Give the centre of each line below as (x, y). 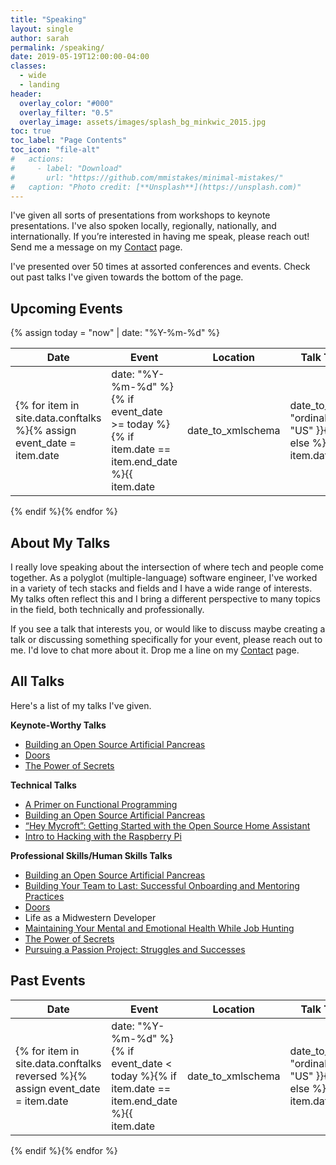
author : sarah (40, 38)
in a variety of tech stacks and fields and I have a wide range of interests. (161, 588)
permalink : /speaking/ (57, 47)
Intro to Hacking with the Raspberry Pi (103, 836)
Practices (44, 896)
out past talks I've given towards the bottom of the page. (127, 277)
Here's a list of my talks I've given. (81, 705)
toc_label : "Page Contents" (69, 141)
